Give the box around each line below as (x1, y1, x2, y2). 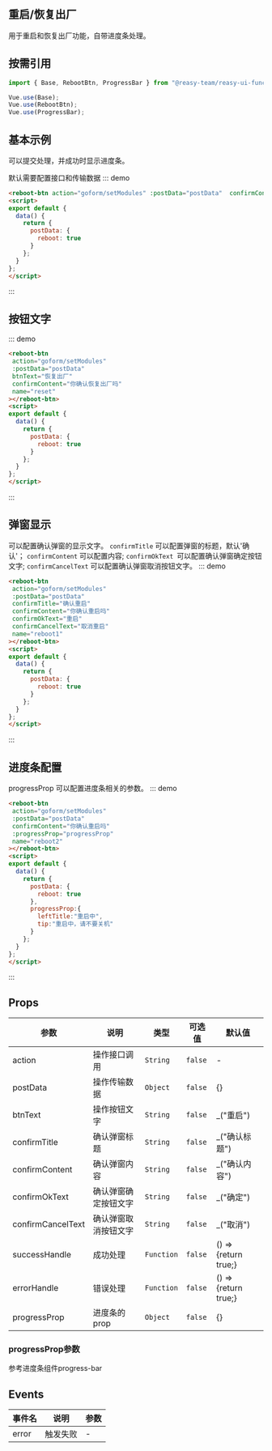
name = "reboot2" (11, 837, 63, 845)
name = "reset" (11, 387, 57, 395)
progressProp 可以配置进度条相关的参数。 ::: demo (8, 784, 177, 794)
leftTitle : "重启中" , (37, 913, 104, 921)
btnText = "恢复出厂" (11, 372, 73, 381)
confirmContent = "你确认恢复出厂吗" (11, 380, 123, 388)
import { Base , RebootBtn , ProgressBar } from (8, 79, 168, 87)
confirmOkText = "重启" (11, 615, 83, 623)
